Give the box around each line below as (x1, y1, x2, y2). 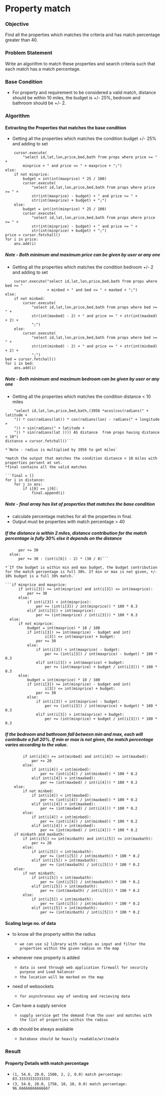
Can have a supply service (12, 1003, 66, 1008)
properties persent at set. (5, 460, 63, 465)
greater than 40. (5, 37, 38, 43)
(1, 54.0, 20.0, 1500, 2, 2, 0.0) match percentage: (12, 1072, 123, 1077)
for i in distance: (5, 478, 45, 482)
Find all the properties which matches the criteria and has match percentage (5, 32, 160, 38)
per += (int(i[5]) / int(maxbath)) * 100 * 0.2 (40, 879, 140, 885)
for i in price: (5, 237, 38, 242)
